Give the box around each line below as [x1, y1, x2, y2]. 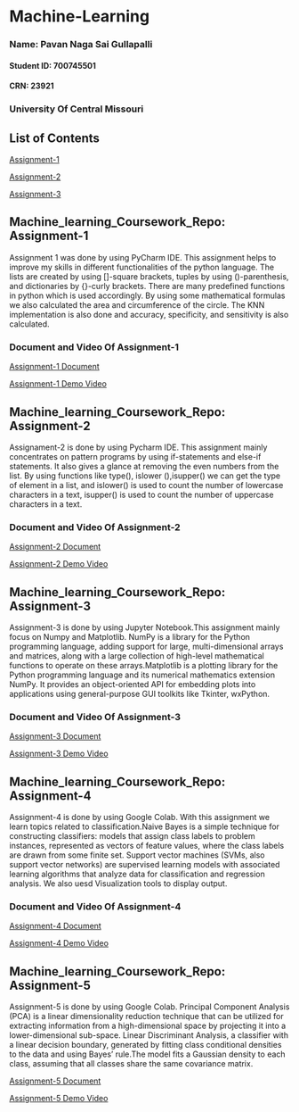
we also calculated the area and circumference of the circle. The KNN [9, 299, 265, 310]
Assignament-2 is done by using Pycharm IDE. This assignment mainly [9, 442, 268, 452]
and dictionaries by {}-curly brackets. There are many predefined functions [9, 280, 286, 291]
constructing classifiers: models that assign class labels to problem [9, 831, 255, 842]
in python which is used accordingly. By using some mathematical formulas [9, 290, 286, 301]
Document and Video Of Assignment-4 [9, 900, 182, 913]
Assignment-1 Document [9, 361, 100, 372]
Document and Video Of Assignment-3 [9, 710, 181, 723]
